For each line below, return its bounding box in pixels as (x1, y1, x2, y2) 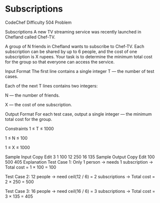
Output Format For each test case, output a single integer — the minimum (5, 111, 152, 117)
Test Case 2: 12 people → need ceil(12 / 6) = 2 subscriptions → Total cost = (5, 173, 155, 179)
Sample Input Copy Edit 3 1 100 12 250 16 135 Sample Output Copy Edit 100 (5, 154, 155, 160)
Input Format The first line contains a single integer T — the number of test (5, 68, 154, 74)
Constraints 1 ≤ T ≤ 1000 (5, 125, 54, 132)
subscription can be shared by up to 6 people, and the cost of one (5, 49, 137, 54)
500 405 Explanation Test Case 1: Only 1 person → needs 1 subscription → (5, 159, 154, 165)
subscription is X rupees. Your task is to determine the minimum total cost (5, 53, 153, 59)
